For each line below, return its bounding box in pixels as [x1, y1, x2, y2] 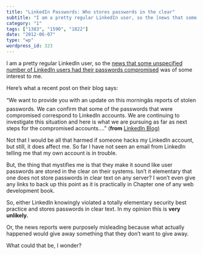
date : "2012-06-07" [6, 32, 56, 38]
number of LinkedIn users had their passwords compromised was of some [6, 66, 193, 73]
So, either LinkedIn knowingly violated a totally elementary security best [6, 198, 187, 206]
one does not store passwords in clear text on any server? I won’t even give [6, 174, 196, 181]
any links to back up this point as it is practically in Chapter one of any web [6, 180, 194, 187]
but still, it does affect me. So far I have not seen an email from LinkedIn [6, 142, 186, 150]
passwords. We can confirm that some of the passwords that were [6, 105, 173, 113]
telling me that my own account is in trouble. [6, 149, 117, 156]
